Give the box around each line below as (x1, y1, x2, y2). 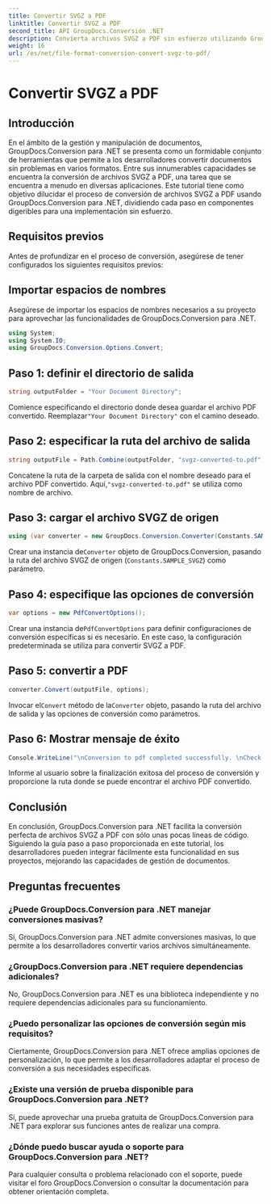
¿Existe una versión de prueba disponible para (8, 1084, 194, 1095)
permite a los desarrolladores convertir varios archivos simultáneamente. (8, 941, 252, 950)
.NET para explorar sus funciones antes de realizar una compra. (8, 1121, 221, 1130)
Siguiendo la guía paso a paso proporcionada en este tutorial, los (8, 839, 224, 848)
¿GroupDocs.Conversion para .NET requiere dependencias (8, 961, 244, 972)
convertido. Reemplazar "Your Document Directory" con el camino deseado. (8, 410, 260, 420)
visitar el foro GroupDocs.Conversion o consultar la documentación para (8, 1178, 249, 1188)
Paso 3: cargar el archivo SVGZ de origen (8, 511, 219, 525)
